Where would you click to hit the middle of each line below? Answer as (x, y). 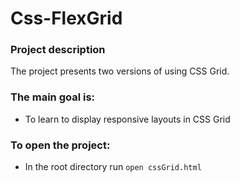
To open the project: (60, 145)
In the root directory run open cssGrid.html (113, 167)
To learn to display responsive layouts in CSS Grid (127, 119)
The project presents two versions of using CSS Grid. (120, 71)
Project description (58, 50)
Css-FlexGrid (66, 18)
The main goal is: (53, 97)
